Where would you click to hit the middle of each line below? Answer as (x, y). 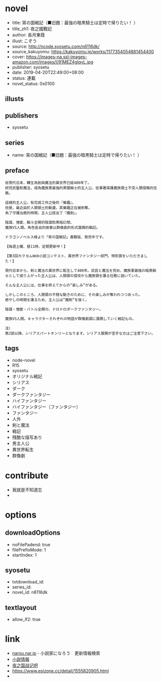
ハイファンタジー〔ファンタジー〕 (46, 407)
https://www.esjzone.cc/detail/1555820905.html (60, 671)
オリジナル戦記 (27, 376)
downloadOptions (33, 533)
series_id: (22, 587)
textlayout (21, 608)
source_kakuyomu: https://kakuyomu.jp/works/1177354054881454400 (83, 51)
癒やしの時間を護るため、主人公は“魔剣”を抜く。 (47, 300)
